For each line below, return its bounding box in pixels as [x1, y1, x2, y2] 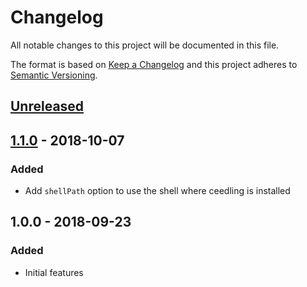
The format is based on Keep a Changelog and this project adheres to [10, 58, 298, 70]
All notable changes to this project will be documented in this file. [10, 39, 280, 51]
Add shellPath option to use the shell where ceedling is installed [24, 185, 291, 197]
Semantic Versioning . [10, 69, 98, 81]
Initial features [24, 266, 84, 278]
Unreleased [10, 98, 85, 115]
